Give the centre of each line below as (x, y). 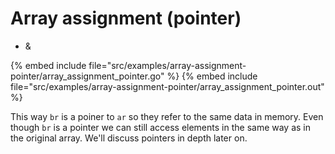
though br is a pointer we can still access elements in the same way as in (161, 127)
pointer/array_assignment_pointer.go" (87, 76)
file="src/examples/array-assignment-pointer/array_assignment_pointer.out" (167, 86)
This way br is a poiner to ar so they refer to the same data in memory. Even (167, 116)
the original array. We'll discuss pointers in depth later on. (129, 138)
